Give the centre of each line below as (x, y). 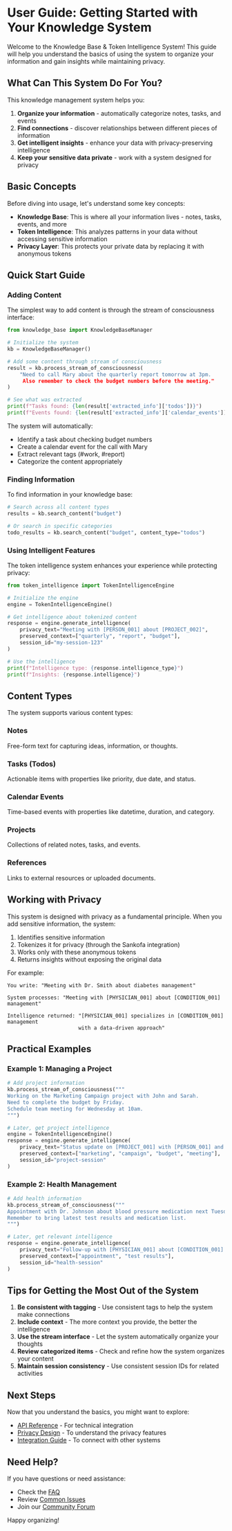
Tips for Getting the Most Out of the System (103, 1290)
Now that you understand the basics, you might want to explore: (98, 1412)
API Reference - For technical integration (75, 1426)
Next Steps (31, 1395)
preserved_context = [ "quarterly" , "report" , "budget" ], (100, 636)
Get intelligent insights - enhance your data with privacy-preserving (115, 143)
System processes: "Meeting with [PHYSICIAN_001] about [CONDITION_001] (114, 998)
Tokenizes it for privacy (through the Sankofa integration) (98, 944)
